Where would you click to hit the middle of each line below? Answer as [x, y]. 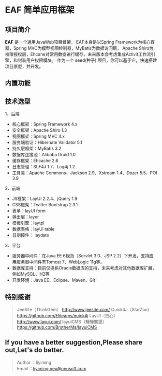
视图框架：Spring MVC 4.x [38, 136]
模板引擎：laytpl [28, 223]
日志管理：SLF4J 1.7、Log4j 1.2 [43, 167]
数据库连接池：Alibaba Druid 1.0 [44, 155]
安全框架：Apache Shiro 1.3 [39, 130]
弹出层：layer [25, 217]
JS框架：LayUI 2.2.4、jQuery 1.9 [44, 199]
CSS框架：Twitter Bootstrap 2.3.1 [45, 205]
